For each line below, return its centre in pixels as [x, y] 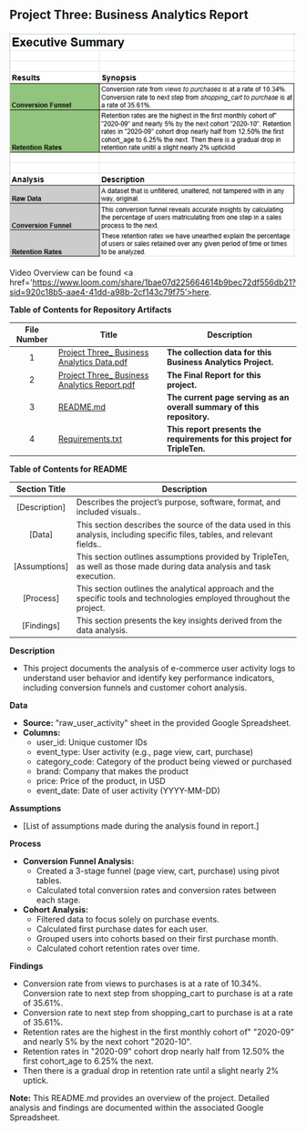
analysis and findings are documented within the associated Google [137, 1107]
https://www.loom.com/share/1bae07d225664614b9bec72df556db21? [164, 282]
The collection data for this [219, 352]
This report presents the [214, 429]
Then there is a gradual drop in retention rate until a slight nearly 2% [151, 1070]
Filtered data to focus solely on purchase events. [128, 919]
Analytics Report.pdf [97, 384]
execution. [96, 576]
